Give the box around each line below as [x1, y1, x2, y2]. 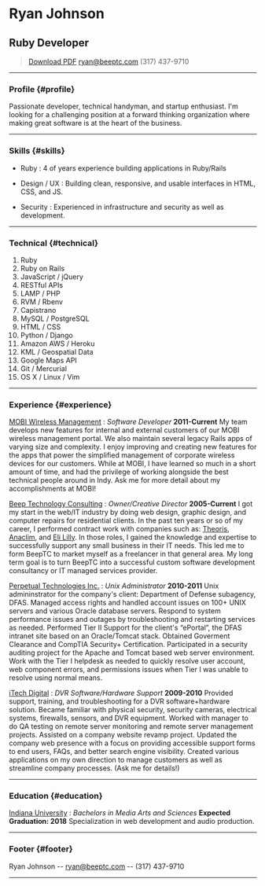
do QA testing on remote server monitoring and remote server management [9, 722, 254, 731]
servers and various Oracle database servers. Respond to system [9, 606, 221, 616]
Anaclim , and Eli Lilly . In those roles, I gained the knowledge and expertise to [9, 532, 257, 542]
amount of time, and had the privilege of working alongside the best [9, 467, 229, 476]
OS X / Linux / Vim [20, 372, 80, 381]
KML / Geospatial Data [20, 347, 94, 356]
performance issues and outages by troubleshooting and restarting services [9, 615, 256, 624]
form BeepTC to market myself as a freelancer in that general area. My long [9, 550, 254, 559]
